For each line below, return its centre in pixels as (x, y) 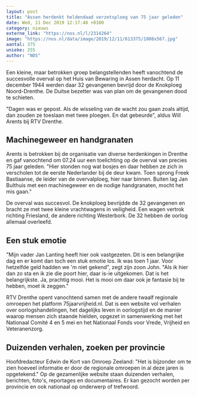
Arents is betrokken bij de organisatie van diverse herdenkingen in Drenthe (97, 154)
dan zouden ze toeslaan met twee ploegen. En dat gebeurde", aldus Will (93, 115)
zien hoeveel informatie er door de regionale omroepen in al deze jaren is (95, 368)
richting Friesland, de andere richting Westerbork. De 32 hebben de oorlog (97, 215)
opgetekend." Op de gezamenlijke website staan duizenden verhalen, (91, 374)
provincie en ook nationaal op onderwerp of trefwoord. (73, 387)
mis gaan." (19, 192)
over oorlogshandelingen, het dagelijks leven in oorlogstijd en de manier (94, 310)
